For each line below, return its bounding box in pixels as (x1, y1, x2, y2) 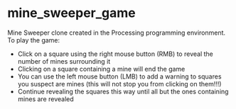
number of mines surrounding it (17, 57, 111, 65)
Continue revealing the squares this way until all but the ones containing (17, 87, 229, 96)
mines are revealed (17, 94, 75, 103)
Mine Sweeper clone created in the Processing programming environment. (7, 28, 226, 37)
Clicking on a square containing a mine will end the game (17, 64, 186, 73)
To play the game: (7, 35, 60, 44)
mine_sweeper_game (7, 5, 136, 21)
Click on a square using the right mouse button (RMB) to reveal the (17, 50, 213, 58)
